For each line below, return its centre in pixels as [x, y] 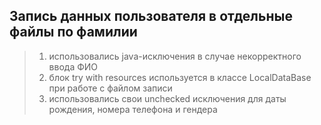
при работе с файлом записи [110, 88]
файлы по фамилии [73, 32]
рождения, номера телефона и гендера [133, 109]
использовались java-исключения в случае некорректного [175, 56]
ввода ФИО [73, 66]
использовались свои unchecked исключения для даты [167, 98]
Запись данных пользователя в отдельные [151, 16]
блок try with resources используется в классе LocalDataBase [180, 77]
